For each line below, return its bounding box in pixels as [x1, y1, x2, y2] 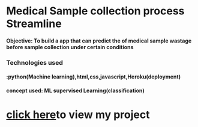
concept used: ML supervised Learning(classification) [6, 87, 145, 94]
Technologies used [6, 58, 63, 66]
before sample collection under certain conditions [6, 43, 134, 50]
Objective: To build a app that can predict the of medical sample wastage [6, 37, 192, 44]
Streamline [6, 17, 62, 31]
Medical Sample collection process [6, 4, 185, 18]
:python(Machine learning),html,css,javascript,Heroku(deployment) [6, 73, 181, 80]
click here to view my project [6, 108, 150, 122]
